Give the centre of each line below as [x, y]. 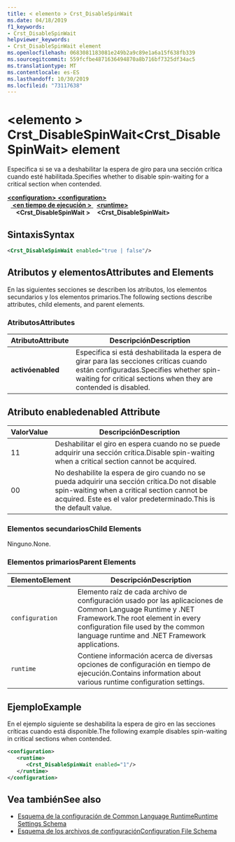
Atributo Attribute [40, 340]
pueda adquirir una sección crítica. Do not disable [136, 481]
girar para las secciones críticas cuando [142, 361]
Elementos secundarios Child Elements [74, 528]
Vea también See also [54, 799]
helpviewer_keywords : [39, 40]
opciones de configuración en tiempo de [144, 665]
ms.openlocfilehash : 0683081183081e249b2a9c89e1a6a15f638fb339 [101, 53]
